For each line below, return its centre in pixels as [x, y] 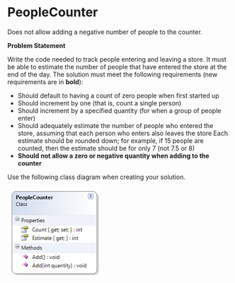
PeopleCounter [53, 12]
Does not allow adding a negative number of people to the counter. [105, 32]
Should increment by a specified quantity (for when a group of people [119, 110]
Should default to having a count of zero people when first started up [118, 96]
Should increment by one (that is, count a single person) [99, 103]
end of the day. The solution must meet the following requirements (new [113, 74]
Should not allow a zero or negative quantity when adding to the [114, 156]
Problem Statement [36, 45]
